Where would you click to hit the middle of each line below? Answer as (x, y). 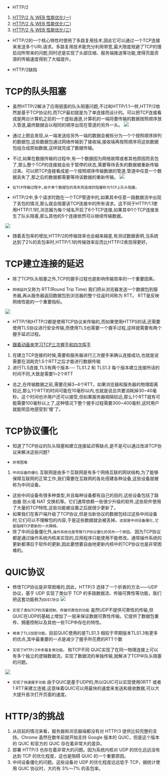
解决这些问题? (35, 452)
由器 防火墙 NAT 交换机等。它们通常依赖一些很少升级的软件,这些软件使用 (87, 501)
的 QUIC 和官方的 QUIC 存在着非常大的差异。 (58, 743)
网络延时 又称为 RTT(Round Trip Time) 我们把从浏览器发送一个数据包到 (83, 289)
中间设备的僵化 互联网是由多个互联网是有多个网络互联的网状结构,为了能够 (85, 472)
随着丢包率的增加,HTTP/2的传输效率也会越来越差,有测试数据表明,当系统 (85, 236)
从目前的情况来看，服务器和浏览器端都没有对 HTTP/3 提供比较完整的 (83, 731)
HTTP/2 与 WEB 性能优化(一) (42, 17)
